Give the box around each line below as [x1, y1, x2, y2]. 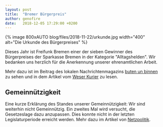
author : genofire [5, 16, 41, 21]
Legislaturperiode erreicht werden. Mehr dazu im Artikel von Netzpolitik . [5, 117, 151, 123]
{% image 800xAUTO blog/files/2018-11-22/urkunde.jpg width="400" [5, 34, 145, 40]
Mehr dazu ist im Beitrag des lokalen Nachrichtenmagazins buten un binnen [5, 69, 158, 75]
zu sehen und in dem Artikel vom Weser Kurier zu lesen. [5, 74, 118, 80]
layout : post [5, 7, 32, 12]
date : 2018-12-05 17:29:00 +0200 [5, 21, 78, 26]
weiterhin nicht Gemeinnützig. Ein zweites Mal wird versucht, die [5, 106, 136, 112]
